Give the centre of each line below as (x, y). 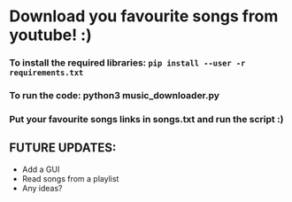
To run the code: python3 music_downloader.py (114, 96)
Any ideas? (42, 188)
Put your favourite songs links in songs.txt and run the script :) (146, 119)
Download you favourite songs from (144, 16)
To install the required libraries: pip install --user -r (127, 63)
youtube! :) (50, 35)
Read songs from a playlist (70, 178)
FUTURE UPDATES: (63, 148)
